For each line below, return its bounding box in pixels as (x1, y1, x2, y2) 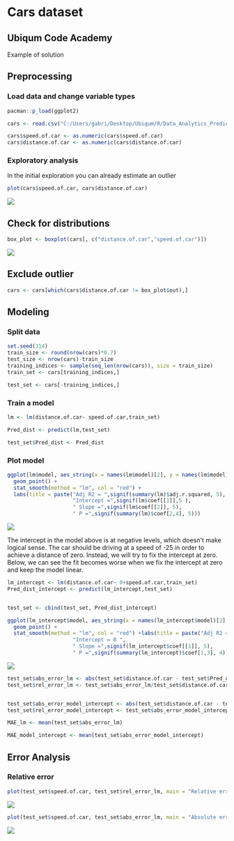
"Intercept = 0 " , (72, 637, 127, 643)
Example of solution (7, 50, 64, 59)
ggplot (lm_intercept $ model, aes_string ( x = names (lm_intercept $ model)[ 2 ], (7, 617, 229, 624)
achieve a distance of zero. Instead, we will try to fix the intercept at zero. (7, 551, 218, 559)
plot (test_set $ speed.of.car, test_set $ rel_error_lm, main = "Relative (7, 788, 217, 795)
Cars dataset (7, 4, 84, 20)
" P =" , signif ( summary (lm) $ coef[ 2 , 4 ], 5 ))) (72, 510, 201, 517)
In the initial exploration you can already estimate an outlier (7, 172, 176, 180)
